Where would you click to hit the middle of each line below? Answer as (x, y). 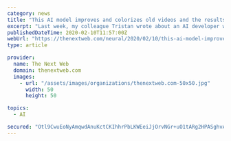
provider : (21, 58)
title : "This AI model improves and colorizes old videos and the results (117, 20)
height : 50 (41, 96)
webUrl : (18, 39)
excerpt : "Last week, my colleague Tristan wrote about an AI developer (113, 26)
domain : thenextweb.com (47, 70)
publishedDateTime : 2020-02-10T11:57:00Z (67, 33)
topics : (18, 108)
